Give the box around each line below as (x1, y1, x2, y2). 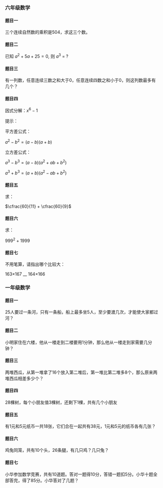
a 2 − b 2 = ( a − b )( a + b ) (5, 138, 52, 145)
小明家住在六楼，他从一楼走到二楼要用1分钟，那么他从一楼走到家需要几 (5, 339, 148, 345)
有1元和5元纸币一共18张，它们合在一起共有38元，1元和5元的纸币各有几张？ (5, 423, 156, 429)
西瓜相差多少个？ (9, 375, 44, 381)
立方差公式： (5, 149, 31, 155)
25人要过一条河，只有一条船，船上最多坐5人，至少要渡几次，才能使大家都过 (5, 309, 159, 315)
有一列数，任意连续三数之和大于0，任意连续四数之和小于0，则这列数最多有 (5, 77, 156, 83)
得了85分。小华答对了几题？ (21, 477, 79, 483)
